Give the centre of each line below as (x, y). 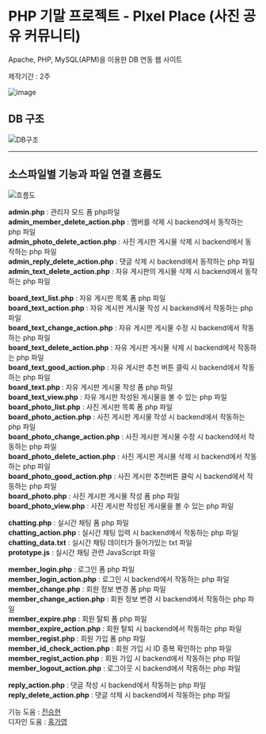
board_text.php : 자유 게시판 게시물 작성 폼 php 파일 (91, 387)
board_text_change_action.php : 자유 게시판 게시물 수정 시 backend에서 (124, 327)
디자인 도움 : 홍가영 (38, 721)
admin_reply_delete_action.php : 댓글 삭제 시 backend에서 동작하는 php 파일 (132, 261)
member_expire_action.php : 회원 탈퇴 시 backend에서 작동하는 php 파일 (125, 628)
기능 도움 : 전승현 (35, 711)
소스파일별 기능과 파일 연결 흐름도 (85, 175)
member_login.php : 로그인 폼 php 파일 (72, 569)
